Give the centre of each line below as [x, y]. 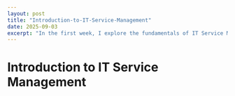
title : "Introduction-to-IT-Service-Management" [79, 20]
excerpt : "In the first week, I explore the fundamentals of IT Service [115, 33]
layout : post [26, 14]
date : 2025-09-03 [33, 26]
